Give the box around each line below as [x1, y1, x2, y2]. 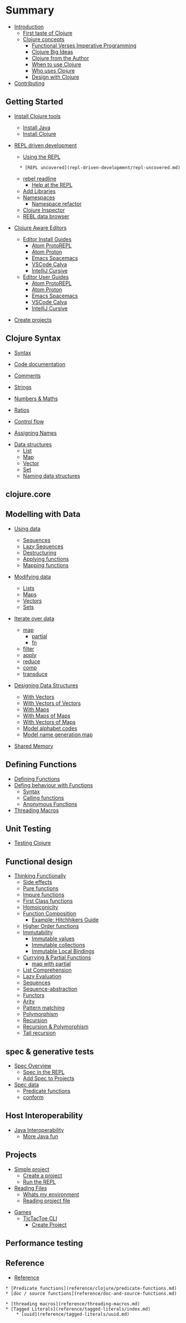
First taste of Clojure [22, 29, 73, 36]
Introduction [14, 23, 44, 30]
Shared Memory [14, 742, 54, 749]
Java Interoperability [14, 1126, 64, 1133]
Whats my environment [22, 1191, 79, 1198]
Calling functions [22, 794, 64, 801]
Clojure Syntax [5, 334, 61, 344]
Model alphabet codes [22, 724, 78, 732]
